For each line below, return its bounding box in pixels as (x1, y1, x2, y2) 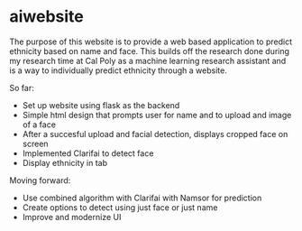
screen (22, 138, 49, 149)
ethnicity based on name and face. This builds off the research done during (9, 45, 290, 56)
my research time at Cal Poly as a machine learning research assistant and (9, 55, 287, 66)
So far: (9, 82, 34, 93)
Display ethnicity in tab (22, 157, 108, 168)
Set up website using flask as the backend (22, 99, 180, 110)
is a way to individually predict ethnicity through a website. (9, 65, 227, 76)
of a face (22, 119, 57, 130)
